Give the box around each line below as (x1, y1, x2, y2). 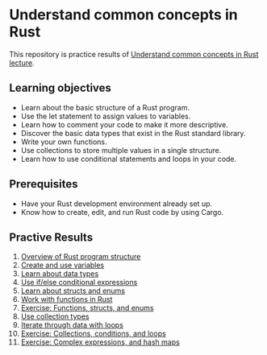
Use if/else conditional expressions (20, 278, 138, 287)
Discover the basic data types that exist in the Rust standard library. (20, 128, 246, 138)
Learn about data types (20, 269, 99, 279)
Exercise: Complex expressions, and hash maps (20, 337, 180, 347)
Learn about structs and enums (20, 286, 126, 295)
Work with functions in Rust (20, 295, 113, 304)
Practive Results (9, 230, 94, 244)
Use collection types (20, 312, 90, 321)
